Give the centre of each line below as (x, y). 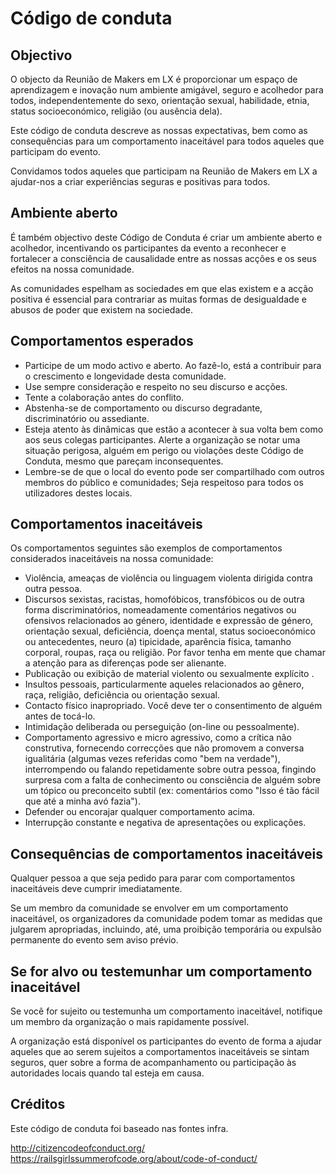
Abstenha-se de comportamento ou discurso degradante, (143, 408)
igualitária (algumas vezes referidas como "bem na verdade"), (152, 759)
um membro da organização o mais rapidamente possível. (130, 1022)
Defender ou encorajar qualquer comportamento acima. (140, 812)
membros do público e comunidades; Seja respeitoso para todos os (164, 482)
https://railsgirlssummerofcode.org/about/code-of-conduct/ (134, 1158)
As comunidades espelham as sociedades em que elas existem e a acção (162, 288)
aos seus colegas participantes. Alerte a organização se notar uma (162, 439)
